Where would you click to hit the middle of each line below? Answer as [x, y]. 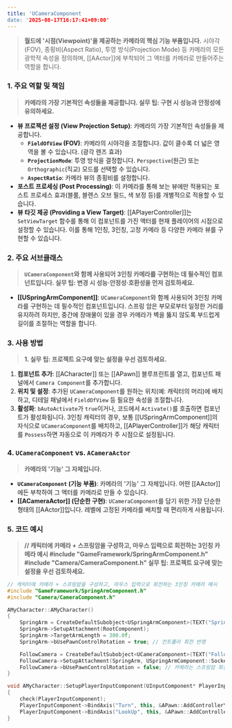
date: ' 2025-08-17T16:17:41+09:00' [58, 20]
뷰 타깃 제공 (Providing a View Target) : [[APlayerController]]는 [104, 212]
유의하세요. [39, 111]
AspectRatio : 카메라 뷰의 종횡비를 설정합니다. [89, 178]
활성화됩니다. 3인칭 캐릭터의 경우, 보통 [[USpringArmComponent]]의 [124, 417]
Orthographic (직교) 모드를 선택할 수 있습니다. [89, 169]
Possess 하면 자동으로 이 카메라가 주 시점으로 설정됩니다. [100, 435]
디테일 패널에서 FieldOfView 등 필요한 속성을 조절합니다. [108, 400]
